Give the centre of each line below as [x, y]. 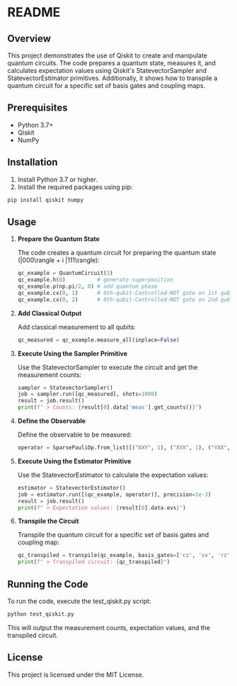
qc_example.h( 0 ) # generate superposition [95, 280]
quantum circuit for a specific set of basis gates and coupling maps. [106, 85]
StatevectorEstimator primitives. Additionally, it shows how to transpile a [112, 78]
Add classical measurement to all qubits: [76, 327]
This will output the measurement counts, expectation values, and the [109, 627]
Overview [29, 39]
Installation [33, 163]
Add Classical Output [50, 313]
